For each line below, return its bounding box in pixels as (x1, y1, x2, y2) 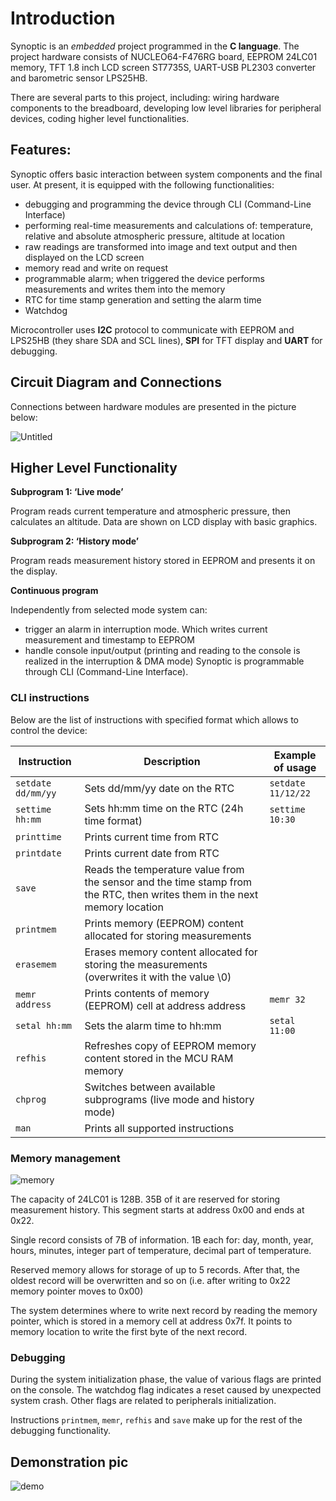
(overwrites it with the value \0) (84, 970, 232, 984)
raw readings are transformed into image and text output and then (24, 240, 298, 252)
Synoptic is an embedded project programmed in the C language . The (10, 40, 300, 52)
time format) (84, 813, 143, 827)
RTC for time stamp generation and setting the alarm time (24, 293, 262, 306)
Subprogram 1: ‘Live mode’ (10, 486, 124, 498)
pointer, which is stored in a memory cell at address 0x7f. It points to (10, 1315, 293, 1327)
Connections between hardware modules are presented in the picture (10, 400, 297, 412)
